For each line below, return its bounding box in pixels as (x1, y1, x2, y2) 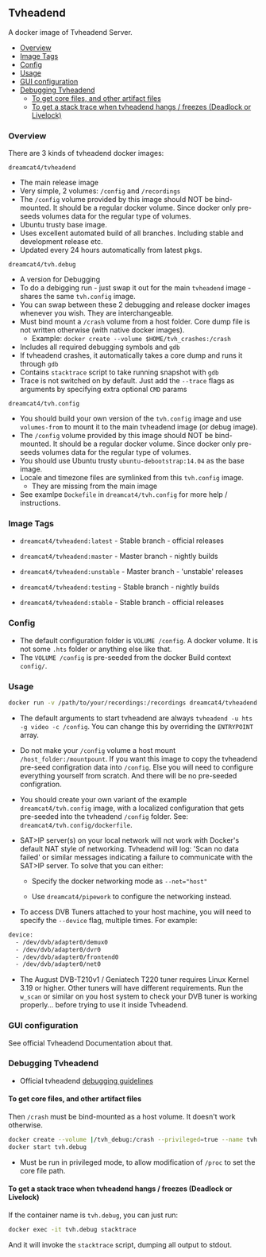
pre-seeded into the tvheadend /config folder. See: (19, 811, 189, 821)
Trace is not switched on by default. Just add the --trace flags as (19, 376, 235, 386)
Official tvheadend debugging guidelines (19, 1076, 153, 1085)
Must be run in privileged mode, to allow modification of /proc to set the (19, 1157, 256, 1167)
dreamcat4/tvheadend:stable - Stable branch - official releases (19, 598, 225, 607)
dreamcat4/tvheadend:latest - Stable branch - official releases (19, 536, 225, 545)
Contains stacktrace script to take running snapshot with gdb (19, 367, 219, 377)
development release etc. (19, 237, 103, 246)
